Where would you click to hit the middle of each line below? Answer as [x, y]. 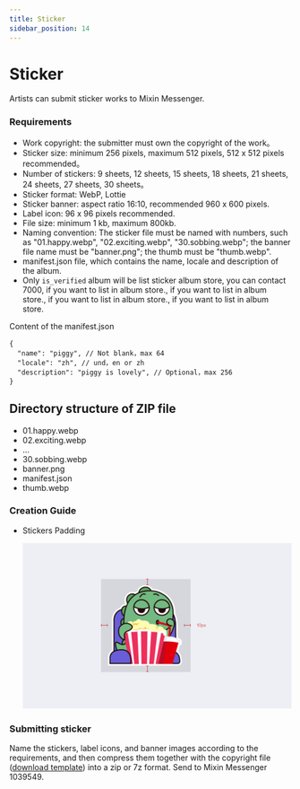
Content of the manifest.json [62, 326]
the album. [42, 270]
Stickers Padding [54, 530]
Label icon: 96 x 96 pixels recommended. [99, 213]
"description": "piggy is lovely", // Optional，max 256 [125, 373]
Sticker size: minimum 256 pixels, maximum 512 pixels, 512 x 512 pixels [153, 153]
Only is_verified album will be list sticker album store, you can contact [154, 280]
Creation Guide [43, 511]
